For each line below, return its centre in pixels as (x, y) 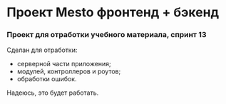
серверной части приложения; (64, 64)
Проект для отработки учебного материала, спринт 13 (107, 35)
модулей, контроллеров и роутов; (69, 71)
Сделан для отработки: (42, 50)
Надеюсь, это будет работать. (53, 93)
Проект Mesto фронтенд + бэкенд (113, 12)
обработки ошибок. (47, 79)
